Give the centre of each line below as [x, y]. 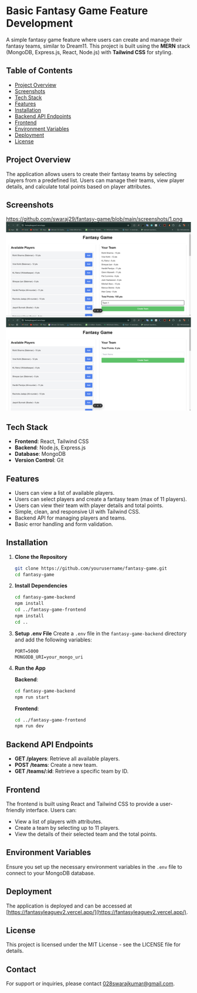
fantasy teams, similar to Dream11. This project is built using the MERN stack [98, 46]
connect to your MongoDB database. [51, 873]
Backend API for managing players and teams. [70, 518]
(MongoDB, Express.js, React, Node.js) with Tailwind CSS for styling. [89, 52]
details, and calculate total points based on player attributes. [79, 186]
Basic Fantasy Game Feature [77, 11]
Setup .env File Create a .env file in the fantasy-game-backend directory [101, 633]
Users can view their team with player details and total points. [89, 505]
